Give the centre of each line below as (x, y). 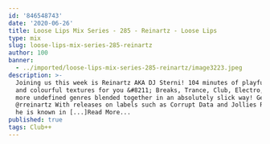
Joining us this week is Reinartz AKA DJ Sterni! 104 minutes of (127, 82)
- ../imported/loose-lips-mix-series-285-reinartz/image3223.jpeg (129, 68)
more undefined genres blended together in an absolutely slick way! (134, 98)
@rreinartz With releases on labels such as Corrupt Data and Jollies (136, 105)
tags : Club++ (30, 127)
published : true (35, 120)
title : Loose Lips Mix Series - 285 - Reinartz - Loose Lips (113, 30)
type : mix (25, 38)
